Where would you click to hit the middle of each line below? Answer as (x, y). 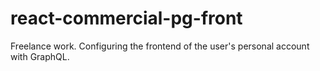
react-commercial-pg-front (126, 18)
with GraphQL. (40, 56)
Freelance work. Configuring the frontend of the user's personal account (160, 46)
